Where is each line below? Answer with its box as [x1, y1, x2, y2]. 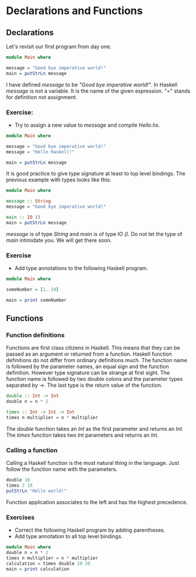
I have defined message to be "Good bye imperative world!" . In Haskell [6, 81, 178, 88]
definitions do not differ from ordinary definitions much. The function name [6, 357, 188, 364]
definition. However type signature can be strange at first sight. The [6, 369, 170, 376]
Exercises [6, 513, 35, 521]
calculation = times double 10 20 [6, 561, 91, 566]
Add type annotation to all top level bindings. [14, 533, 123, 540]
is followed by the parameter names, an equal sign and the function [6, 363, 169, 370]
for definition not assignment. [6, 93, 77, 100]
